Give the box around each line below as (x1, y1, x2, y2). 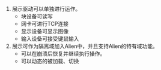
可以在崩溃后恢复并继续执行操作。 (20, 50, 106, 57)
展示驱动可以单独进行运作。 (11, 5, 81, 12)
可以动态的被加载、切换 (20, 57, 79, 65)
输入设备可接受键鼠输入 (20, 35, 79, 42)
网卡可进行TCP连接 (20, 20, 69, 27)
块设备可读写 (20, 13, 53, 20)
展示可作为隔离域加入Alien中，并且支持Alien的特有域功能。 (11, 42, 158, 50)
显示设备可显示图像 (20, 28, 69, 35)
